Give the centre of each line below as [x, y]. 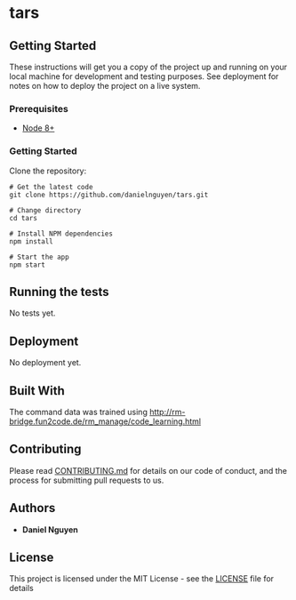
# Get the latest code [51, 187]
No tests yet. [32, 313]
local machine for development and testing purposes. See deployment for [144, 76]
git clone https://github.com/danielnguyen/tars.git [109, 195]
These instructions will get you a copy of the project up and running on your [148, 67]
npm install [31, 241]
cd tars [24, 218]
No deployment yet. [45, 363]
